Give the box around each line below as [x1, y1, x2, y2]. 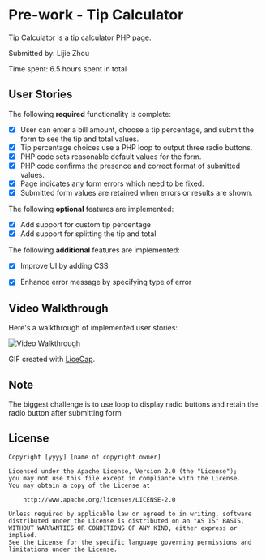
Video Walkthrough [8, 301, 109, 315]
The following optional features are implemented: [8, 205, 174, 214]
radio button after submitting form [8, 408, 122, 417]
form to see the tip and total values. [19, 134, 139, 144]
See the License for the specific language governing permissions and [8, 538, 252, 546]
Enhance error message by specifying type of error [19, 278, 192, 287]
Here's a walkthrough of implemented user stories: [8, 323, 178, 333]
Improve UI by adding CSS [19, 261, 109, 271]
